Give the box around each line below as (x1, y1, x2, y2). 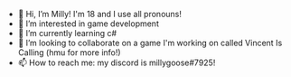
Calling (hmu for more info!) (17, 47, 121, 58)
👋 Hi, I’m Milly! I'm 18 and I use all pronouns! (17, 9, 183, 19)
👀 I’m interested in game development (17, 18, 160, 29)
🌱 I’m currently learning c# (17, 28, 117, 38)
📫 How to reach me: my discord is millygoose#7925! (17, 57, 216, 68)
